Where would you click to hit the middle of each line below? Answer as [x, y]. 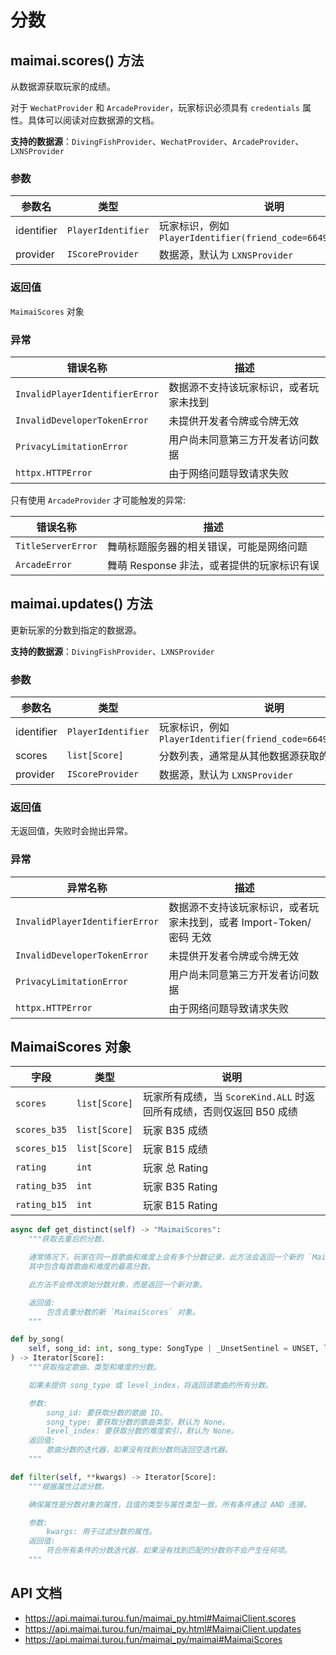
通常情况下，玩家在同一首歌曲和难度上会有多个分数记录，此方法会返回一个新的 [166, 1257]
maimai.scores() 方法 [77, 60]
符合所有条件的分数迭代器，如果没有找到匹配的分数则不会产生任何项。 [169, 1551]
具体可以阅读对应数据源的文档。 [93, 120]
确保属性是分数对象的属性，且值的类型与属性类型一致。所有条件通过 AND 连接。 [170, 1504]
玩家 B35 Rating [180, 1187]
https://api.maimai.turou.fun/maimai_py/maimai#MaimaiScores [153, 1639]
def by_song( [37, 1339]
